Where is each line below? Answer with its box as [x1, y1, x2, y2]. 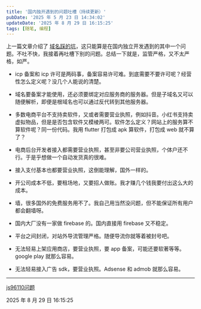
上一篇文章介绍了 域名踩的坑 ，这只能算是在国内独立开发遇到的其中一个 [6, 43, 181, 50]
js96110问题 [6, 284, 35, 291]
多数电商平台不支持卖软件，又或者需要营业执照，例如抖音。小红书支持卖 [14, 111, 193, 118]
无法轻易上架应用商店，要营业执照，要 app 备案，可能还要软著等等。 [14, 245, 185, 253]
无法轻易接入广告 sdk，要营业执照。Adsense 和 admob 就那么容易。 [14, 265, 184, 273]
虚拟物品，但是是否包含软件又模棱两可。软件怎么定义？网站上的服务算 [14, 118, 188, 126]
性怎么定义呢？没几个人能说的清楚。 [14, 78, 105, 85]
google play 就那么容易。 [14, 253, 77, 260]
